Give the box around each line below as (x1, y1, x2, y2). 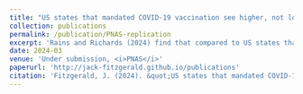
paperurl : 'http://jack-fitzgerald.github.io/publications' (9, 64, 241, 73)
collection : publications (9, 21, 106, 30)
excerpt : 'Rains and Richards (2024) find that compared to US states (9, 38, 280, 47)
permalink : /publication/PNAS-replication (9, 30, 171, 38)
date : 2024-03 (9, 47, 63, 56)
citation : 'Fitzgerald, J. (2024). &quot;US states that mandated (9, 72, 264, 81)
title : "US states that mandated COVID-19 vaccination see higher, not (9, 13, 284, 22)
